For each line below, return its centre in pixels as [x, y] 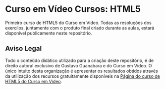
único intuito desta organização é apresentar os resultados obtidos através [82, 71]
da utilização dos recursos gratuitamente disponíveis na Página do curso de [82, 76]
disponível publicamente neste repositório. [49, 33]
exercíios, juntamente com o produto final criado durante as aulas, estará [80, 28]
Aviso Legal [24, 48]
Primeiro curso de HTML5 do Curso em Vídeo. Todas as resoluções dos [79, 23]
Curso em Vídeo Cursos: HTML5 [73, 9]
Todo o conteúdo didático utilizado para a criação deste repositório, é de [80, 60]
